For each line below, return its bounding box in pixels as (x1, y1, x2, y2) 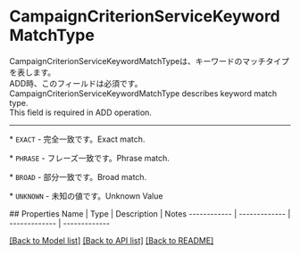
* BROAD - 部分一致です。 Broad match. (9, 171, 147, 182)
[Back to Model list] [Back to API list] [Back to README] (9, 234, 214, 246)
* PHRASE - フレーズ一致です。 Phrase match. (9, 152, 170, 163)
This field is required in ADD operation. (9, 107, 152, 118)
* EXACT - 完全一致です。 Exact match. (9, 134, 146, 144)
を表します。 (9, 67, 56, 78)
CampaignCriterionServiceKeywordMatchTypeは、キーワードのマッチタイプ (9, 55, 290, 66)
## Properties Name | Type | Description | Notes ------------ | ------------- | (9, 208, 291, 219)
